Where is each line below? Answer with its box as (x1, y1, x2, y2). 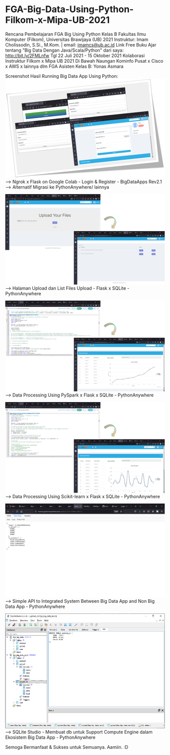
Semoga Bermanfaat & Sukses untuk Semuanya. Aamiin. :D (5, 744, 129, 750)
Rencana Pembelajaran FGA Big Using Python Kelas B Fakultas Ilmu (5, 31, 146, 37)
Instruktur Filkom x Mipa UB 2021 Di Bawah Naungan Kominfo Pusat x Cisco (5, 58, 163, 64)
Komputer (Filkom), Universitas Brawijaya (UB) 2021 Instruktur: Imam (5, 36, 148, 42)
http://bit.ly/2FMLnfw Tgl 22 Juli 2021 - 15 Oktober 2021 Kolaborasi (5, 52, 145, 59)
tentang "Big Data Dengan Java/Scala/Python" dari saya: (5, 47, 124, 53)
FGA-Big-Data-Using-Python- (5, 4, 134, 15)
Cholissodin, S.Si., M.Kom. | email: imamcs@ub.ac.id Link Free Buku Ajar (5, 41, 157, 48)
